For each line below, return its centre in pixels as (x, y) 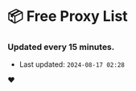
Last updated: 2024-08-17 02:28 (72, 64)
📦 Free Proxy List (68, 17)
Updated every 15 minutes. (61, 48)
